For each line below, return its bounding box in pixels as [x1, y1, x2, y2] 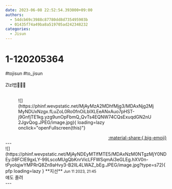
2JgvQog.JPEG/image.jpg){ [18, 119, 77, 125]
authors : [5, 12, 24, 17]
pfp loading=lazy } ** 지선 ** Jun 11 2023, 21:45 [5, 167, 96, 174]
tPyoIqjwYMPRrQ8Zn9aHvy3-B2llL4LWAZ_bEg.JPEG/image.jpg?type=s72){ [5, 162, 166, 168]
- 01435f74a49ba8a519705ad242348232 [10, 22, 88, 27]
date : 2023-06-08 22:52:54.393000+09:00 [5, 7, 93, 13]
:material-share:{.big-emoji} [108, 134, 167, 141]
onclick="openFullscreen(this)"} [18, 124, 86, 131]
